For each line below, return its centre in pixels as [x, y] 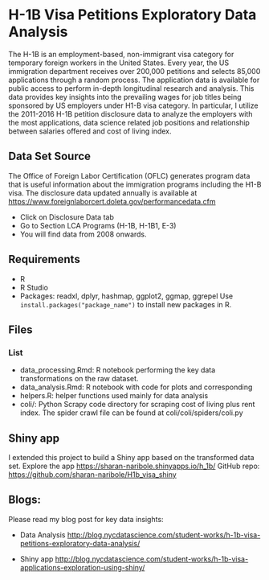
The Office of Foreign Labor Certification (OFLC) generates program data [129, 175]
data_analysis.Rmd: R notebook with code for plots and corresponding [136, 387]
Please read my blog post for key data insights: [86, 519]
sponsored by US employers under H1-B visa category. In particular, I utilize [133, 105]
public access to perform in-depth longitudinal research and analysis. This [131, 88]
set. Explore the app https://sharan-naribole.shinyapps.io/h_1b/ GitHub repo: [134, 466]
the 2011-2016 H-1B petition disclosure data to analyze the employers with [130, 113]
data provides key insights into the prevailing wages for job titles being [125, 97]
